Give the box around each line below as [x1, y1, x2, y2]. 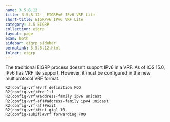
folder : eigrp [5, 50, 36, 55]
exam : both [5, 36, 29, 41]
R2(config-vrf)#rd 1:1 [5, 89, 54, 94]
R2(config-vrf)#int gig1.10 [5, 107, 66, 112]
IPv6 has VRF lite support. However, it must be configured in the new [5, 69, 151, 76]
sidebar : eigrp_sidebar [5, 41, 56, 46]
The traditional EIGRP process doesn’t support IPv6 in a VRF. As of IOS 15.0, [5, 64, 165, 70]
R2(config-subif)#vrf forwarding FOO [5, 112, 86, 117]
